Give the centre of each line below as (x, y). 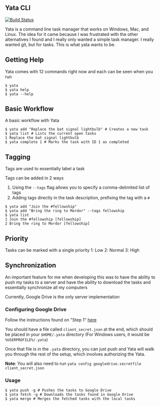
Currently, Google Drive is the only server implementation (62, 297)
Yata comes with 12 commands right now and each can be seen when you (79, 71)
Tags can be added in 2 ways (34, 178)
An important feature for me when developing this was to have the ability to (80, 277)
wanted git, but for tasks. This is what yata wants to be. (60, 44)
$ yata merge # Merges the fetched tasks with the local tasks (70, 399)
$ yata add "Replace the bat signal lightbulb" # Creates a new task (77, 130)
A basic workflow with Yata (32, 120)
